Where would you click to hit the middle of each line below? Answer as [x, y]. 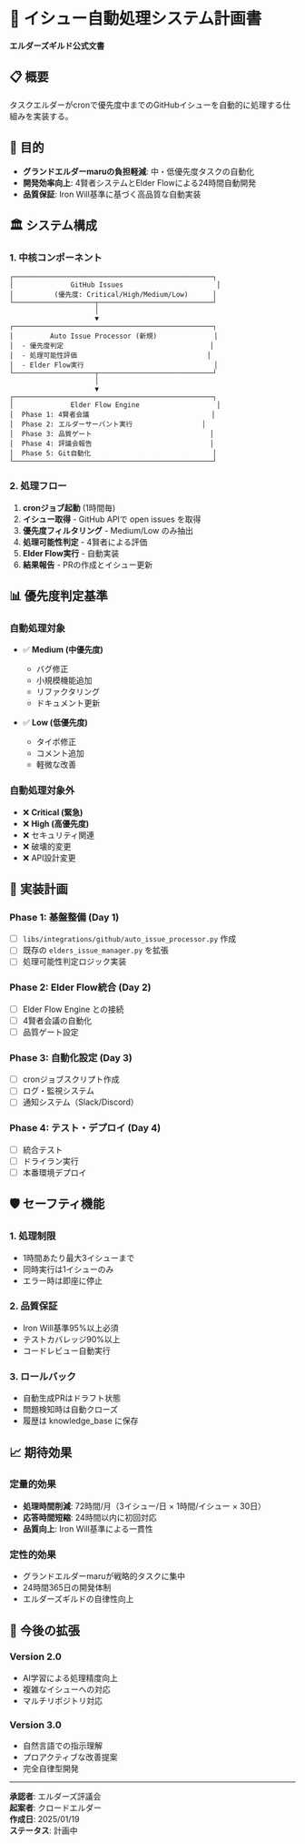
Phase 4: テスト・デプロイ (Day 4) [85, 1128]
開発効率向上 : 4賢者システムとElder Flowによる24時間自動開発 [139, 182]
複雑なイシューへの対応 [66, 1689]
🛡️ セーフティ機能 [57, 1204]
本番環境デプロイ [54, 1172]
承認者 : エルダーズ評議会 [55, 1797]
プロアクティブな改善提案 [70, 1757]
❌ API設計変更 [49, 858]
